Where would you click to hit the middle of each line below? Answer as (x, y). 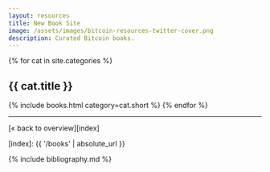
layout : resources (39, 16)
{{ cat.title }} (41, 86)
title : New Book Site (45, 23)
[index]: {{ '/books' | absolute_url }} (67, 144)
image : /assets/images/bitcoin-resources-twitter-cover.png (111, 30)
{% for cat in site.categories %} (61, 61)
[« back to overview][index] (54, 128)
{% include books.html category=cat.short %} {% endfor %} (108, 106)
